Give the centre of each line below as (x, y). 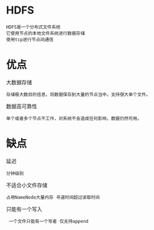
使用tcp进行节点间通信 (30, 40)
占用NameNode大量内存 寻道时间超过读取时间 (53, 197)
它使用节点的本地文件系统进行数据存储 (46, 33)
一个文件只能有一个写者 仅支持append (48, 221)
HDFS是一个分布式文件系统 (33, 27)
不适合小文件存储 (27, 185)
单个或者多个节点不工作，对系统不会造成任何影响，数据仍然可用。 (74, 119)
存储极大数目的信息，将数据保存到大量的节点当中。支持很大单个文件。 (78, 94)
